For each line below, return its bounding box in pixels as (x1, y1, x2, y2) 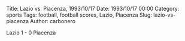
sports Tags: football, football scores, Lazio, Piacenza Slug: (6, 11, 153, 18)
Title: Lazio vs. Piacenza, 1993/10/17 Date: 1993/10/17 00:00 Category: (6, 5, 180, 12)
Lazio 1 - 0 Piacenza (6, 29, 56, 36)
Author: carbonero (29, 18, 76, 24)
